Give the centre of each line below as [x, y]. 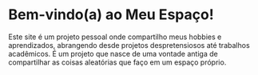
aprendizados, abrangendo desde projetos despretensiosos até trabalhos [129, 45]
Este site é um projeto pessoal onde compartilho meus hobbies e [115, 37]
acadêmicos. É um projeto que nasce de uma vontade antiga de [113, 53]
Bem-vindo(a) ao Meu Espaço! [111, 15]
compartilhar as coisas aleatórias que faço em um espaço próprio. [117, 62]
